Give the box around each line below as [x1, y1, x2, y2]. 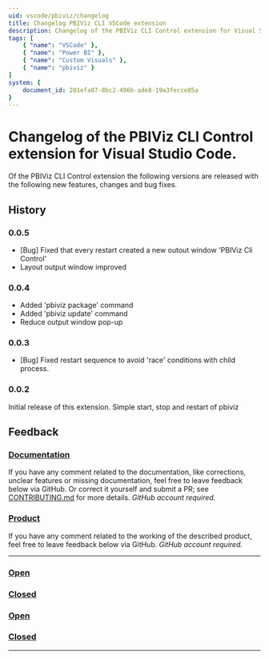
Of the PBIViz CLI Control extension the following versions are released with [8, 171, 259, 181]
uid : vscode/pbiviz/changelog [8, 11, 110, 20]
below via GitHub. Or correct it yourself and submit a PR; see [8, 485, 210, 494]
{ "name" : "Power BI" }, [22, 49, 106, 57]
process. [19, 364, 50, 373]
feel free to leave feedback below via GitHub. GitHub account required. [8, 539, 243, 549]
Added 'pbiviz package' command [19, 301, 134, 310]
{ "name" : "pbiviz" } [22, 64, 94, 72]
